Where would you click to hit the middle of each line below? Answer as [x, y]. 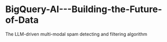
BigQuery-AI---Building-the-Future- [84, 9]
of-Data [22, 20]
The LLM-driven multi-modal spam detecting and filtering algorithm [76, 34]
